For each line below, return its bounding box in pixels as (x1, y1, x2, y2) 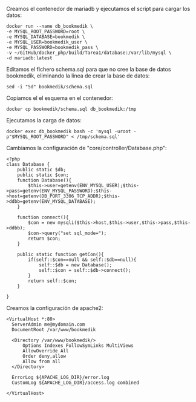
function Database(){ (17, 177, 71, 183)
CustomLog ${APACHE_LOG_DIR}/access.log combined (11, 380, 139, 386)
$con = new (28, 220, 56, 226)
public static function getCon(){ (17, 251, 104, 257)
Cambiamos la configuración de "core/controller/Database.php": (6, 145, 168, 151)
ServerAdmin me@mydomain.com (11, 321, 85, 328)
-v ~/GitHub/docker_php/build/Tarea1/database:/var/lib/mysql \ (6, 50, 172, 56)
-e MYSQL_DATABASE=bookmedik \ (6, 34, 85, 40)
